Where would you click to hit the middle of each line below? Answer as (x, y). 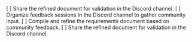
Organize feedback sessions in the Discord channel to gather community (96, 15)
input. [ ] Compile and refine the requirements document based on (88, 21)
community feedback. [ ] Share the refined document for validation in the (96, 27)
